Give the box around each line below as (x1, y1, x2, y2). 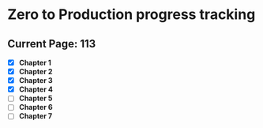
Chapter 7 (18, 111, 53, 121)
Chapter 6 (18, 103, 53, 112)
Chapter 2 (18, 67, 53, 77)
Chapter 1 (18, 58, 52, 67)
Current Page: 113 (7, 37, 96, 51)
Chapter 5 (18, 93, 53, 104)
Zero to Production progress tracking (7, 6, 256, 24)
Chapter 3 (18, 76, 53, 85)
